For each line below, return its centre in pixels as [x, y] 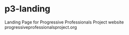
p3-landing [27, 9]
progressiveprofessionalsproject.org [41, 27]
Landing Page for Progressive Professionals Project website [64, 22]
